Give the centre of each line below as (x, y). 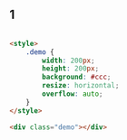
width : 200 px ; (68, 61)
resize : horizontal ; (81, 86)
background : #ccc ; (77, 77)
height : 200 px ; (71, 69)
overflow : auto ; (73, 94)
